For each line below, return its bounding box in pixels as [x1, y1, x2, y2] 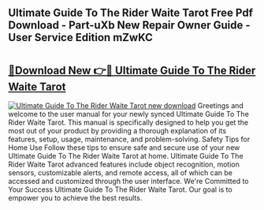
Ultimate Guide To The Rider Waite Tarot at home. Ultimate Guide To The [8, 152, 244, 160]
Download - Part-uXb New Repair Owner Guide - [8, 19, 251, 32]
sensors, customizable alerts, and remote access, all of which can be [8, 168, 232, 177]
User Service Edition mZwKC [8, 31, 154, 44]
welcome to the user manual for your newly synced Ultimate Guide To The [8, 110, 250, 118]
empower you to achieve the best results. [8, 193, 143, 202]
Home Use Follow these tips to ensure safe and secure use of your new [8, 143, 240, 152]
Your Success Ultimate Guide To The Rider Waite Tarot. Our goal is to [8, 185, 232, 194]
